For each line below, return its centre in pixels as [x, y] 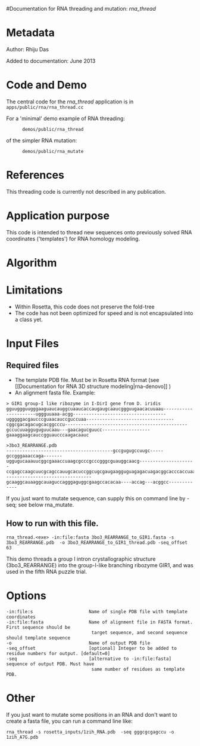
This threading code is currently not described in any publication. [86, 191]
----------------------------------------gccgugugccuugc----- [85, 451]
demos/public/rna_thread [53, 129]
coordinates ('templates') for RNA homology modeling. [73, 239]
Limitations [35, 290]
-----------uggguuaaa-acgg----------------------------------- [86, 414]
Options [26, 596]
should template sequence [38, 638]
